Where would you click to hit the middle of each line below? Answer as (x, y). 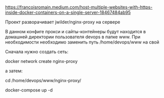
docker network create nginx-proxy (41, 61)
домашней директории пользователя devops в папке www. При (73, 37)
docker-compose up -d (29, 90)
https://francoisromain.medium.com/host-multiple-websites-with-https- (79, 7)
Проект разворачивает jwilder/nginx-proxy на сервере (63, 22)
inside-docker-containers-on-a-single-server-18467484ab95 (68, 12)
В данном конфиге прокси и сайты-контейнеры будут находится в (76, 31)
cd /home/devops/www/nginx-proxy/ (43, 80)
